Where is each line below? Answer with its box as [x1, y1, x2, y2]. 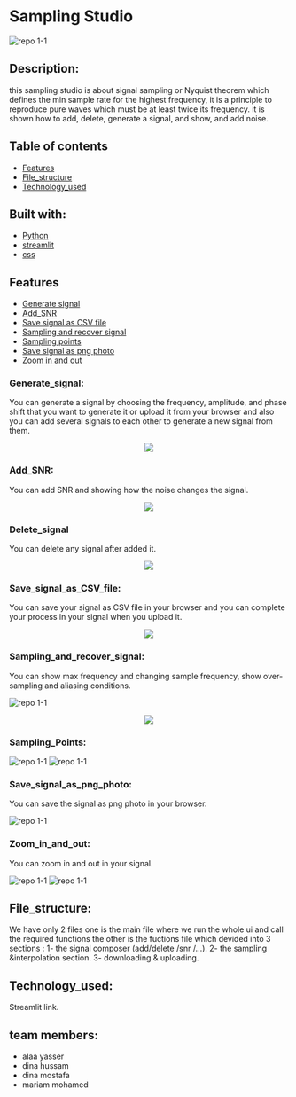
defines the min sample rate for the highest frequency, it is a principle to [9, 94, 273, 105]
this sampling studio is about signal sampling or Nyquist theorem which [9, 84, 269, 95]
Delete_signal [9, 523, 69, 536]
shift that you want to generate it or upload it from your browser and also [9, 406, 275, 418]
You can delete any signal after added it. [9, 544, 157, 554]
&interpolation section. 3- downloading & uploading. [9, 952, 199, 963]
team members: [9, 1027, 99, 1043]
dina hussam [21, 1061, 69, 1070]
